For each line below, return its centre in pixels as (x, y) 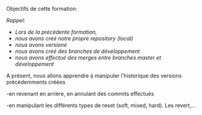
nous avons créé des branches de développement (77, 51)
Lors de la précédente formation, (56, 32)
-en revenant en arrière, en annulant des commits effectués (80, 94)
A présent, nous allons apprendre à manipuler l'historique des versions (94, 76)
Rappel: (16, 20)
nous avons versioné (41, 45)
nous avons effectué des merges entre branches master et (88, 57)
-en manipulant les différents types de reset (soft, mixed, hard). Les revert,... (101, 105)
